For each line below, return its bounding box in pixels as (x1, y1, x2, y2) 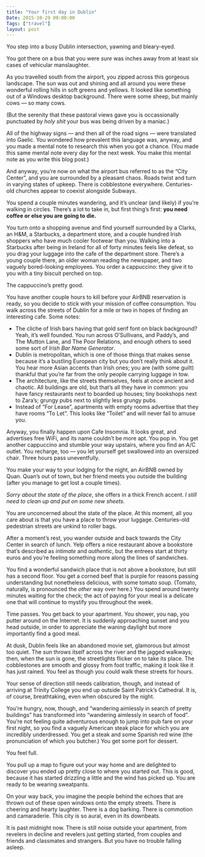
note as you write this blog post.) (6, 156, 89, 163)
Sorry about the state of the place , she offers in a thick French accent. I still (6, 491, 197, 498)
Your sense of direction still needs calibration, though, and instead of (6, 680, 181, 688)
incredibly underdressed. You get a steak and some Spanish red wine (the (6, 731, 193, 739)
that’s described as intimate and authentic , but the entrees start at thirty (6, 548, 188, 555)
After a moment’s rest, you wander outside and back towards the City (6, 535, 182, 542)
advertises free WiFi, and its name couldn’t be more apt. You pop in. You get (6, 435, 199, 442)
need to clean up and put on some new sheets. (6, 498, 125, 505)
